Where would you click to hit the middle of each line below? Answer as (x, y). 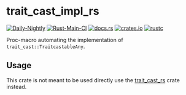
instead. (17, 86)
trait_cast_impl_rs (53, 11)
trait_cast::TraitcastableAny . (46, 46)
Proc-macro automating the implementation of (65, 40)
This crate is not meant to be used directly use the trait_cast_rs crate (93, 80)
